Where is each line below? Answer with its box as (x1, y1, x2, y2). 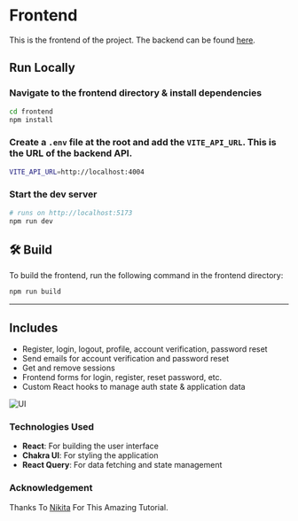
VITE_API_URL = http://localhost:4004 (9, 167, 145, 176)
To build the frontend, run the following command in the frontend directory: (9, 270, 284, 281)
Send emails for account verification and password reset (21, 354, 229, 364)
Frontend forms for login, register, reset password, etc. (21, 372, 223, 383)
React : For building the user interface (21, 440, 160, 452)
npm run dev (9, 216, 53, 226)
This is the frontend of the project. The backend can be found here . (9, 35, 255, 45)
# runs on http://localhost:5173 (9, 208, 133, 217)
